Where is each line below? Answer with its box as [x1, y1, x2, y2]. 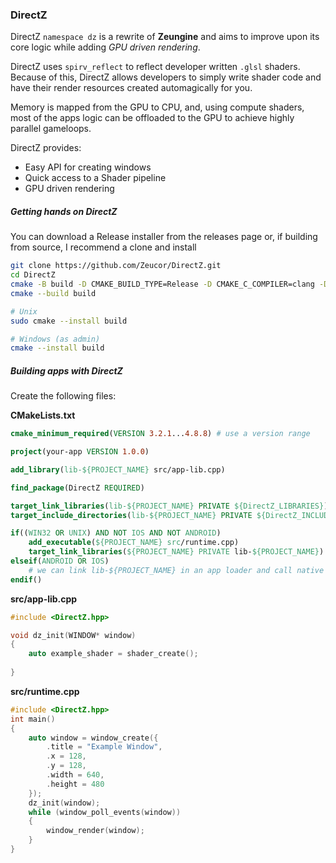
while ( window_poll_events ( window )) [28, 807, 182, 817]
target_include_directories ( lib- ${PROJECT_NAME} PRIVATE [10, 510, 253, 520]
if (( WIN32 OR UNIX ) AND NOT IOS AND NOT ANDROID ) [10, 528, 222, 538]
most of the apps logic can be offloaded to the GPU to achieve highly [10, 112, 295, 124]
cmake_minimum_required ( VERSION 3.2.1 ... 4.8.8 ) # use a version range [10, 429, 311, 439]
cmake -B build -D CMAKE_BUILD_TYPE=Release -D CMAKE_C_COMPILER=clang [10, 279, 315, 290]
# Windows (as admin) [10, 334, 101, 344]
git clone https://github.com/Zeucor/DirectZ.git [10, 261, 222, 271]
